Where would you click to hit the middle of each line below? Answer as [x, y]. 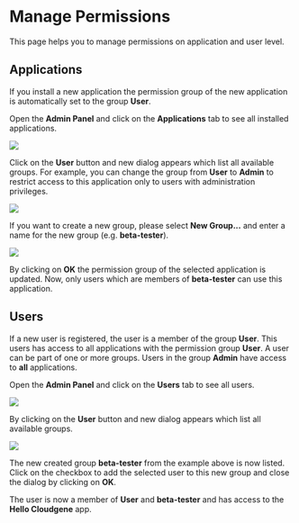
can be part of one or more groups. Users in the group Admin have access [148, 357]
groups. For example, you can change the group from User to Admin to [142, 172]
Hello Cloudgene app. [50, 509]
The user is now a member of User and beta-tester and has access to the [147, 499]
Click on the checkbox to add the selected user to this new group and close [149, 472]
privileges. [29, 191]
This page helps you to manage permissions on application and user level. [147, 41]
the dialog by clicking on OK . [63, 482]
